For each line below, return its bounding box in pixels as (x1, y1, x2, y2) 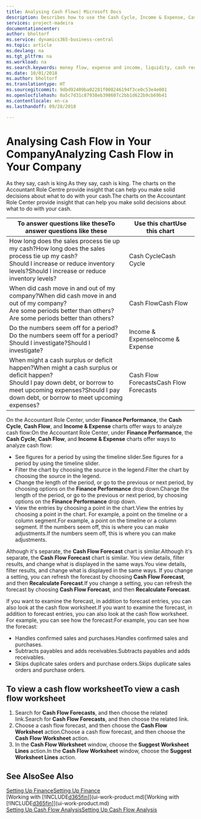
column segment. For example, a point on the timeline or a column (14, 517, 176, 524)
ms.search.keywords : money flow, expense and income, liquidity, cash (6, 64, 186, 71)
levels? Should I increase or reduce (9, 267, 106, 276)
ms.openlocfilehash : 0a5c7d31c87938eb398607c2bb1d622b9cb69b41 (6, 92, 167, 98)
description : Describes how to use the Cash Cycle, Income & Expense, (6, 14, 186, 20)
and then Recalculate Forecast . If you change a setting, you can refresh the (6, 579, 193, 587)
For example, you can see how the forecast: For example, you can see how (6, 616, 190, 624)
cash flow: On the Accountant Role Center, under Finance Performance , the (6, 429, 193, 436)
